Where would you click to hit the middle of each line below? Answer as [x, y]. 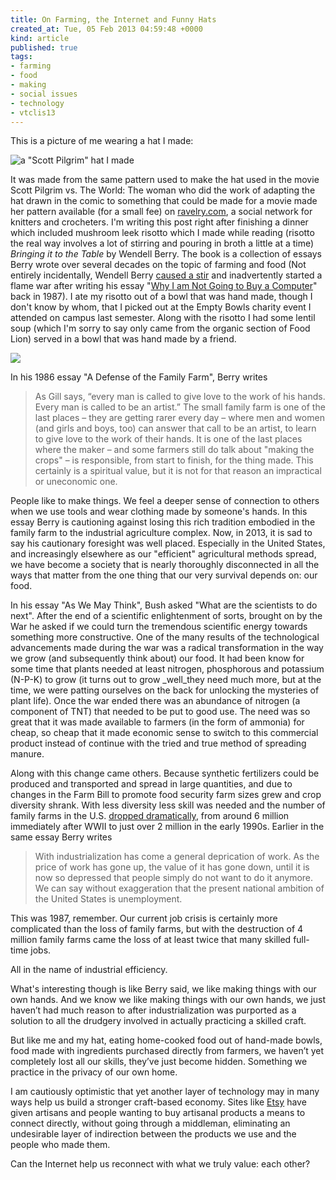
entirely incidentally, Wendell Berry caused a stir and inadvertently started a [166, 275]
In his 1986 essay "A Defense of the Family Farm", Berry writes [139, 377]
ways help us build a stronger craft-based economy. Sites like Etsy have [158, 1102]
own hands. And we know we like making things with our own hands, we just [168, 1000]
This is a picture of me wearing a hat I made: [102, 141]
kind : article [40, 38]
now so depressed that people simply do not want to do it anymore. [174, 878]
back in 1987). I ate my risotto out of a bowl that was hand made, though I [161, 297]
